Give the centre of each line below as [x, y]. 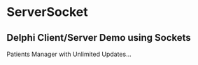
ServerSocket [47, 12]
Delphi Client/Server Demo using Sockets [99, 38]
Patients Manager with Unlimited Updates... [69, 54]
